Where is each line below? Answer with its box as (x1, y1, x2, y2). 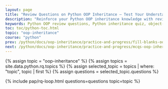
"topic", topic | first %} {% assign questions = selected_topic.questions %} (5, 68, 159, 75)
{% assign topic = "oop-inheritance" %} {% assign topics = (5, 58, 127, 64)
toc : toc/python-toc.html (5, 26, 59, 31)
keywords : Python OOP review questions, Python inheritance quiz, (5, 21, 146, 26)
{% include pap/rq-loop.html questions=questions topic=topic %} (5, 78, 140, 84)
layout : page (5, 7, 32, 12)
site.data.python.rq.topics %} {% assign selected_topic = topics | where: (5, 63, 154, 69)
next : (5, 44, 16, 49)
